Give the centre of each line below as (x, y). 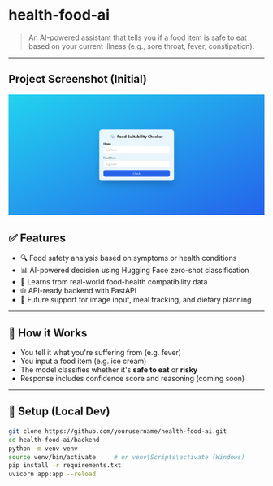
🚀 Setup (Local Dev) (59, 412)
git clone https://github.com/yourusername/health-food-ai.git (118, 431)
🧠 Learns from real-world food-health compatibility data (114, 282)
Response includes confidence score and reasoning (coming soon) (132, 379)
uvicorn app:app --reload (52, 474)
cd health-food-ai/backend (54, 440)
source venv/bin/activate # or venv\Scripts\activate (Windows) (127, 457)
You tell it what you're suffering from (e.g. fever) (100, 353)
